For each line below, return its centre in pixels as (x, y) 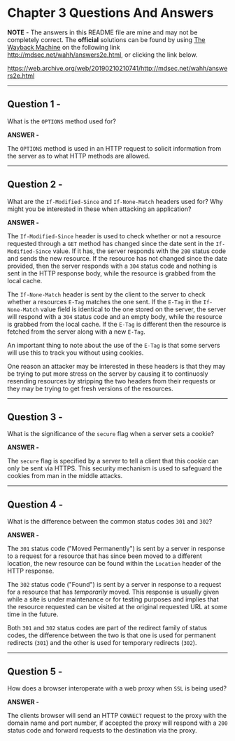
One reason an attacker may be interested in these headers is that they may (116, 366)
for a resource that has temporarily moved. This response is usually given (113, 592)
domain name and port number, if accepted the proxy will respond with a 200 (117, 723)
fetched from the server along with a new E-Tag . (76, 332)
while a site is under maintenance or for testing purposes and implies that (113, 599)
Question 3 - (35, 417)
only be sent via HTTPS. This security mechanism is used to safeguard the (115, 468)
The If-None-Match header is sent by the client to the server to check (107, 294)
